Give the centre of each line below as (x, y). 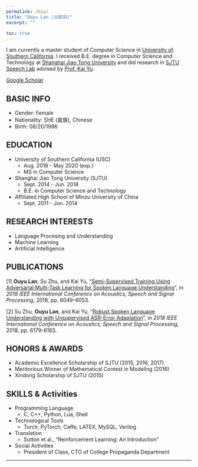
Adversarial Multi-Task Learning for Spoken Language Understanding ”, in (95, 287)
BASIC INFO (28, 99)
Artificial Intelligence (39, 248)
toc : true (18, 33)
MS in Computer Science (54, 172)
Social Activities (34, 446)
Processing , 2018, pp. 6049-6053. (48, 300)
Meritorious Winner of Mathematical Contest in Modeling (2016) (92, 369)
